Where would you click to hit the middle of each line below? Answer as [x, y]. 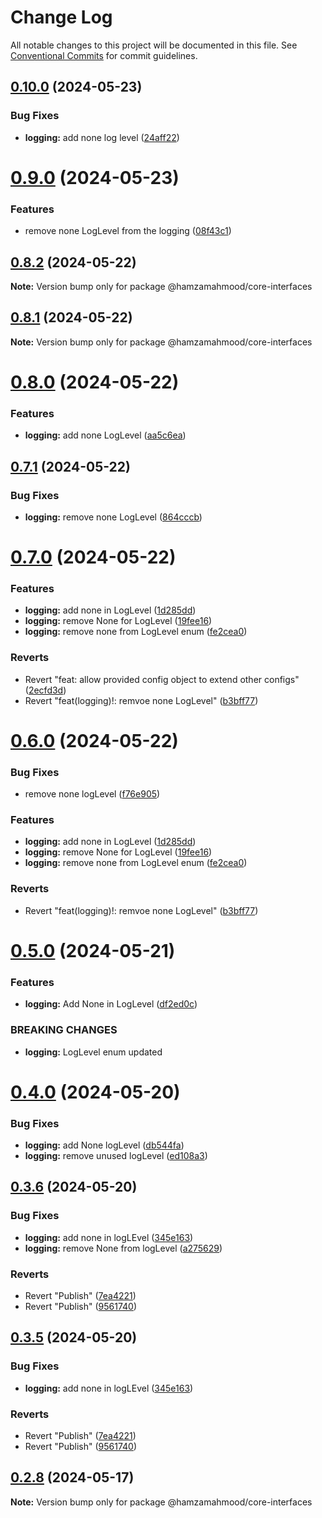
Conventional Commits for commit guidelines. [104, 55]
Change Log [61, 17]
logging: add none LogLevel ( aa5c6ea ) [105, 435]
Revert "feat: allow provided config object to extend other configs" [162, 679]
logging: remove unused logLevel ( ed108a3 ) [116, 1156]
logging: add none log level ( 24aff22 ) [102, 137]
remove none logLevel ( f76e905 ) [92, 794]
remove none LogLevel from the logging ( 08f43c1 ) [128, 231]
